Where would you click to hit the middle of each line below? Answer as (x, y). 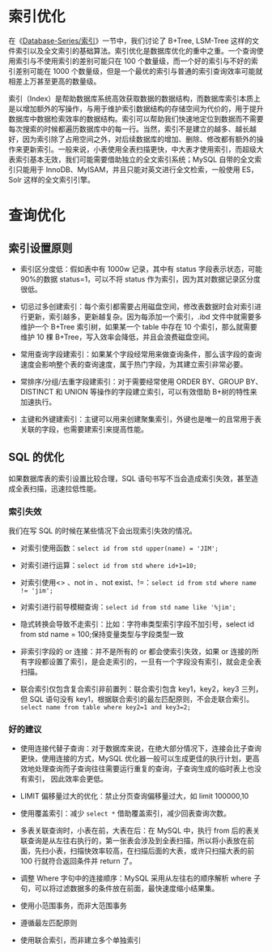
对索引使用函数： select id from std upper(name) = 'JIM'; (119, 548)
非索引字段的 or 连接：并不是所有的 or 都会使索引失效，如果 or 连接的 (136, 652)
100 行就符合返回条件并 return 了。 (78, 861)
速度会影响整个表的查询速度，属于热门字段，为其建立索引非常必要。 (134, 364)
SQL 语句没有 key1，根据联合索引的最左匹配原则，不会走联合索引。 (142, 700)
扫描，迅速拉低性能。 (65, 489)
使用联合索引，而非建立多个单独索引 (81, 940)
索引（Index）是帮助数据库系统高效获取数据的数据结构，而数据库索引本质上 (135, 98)
